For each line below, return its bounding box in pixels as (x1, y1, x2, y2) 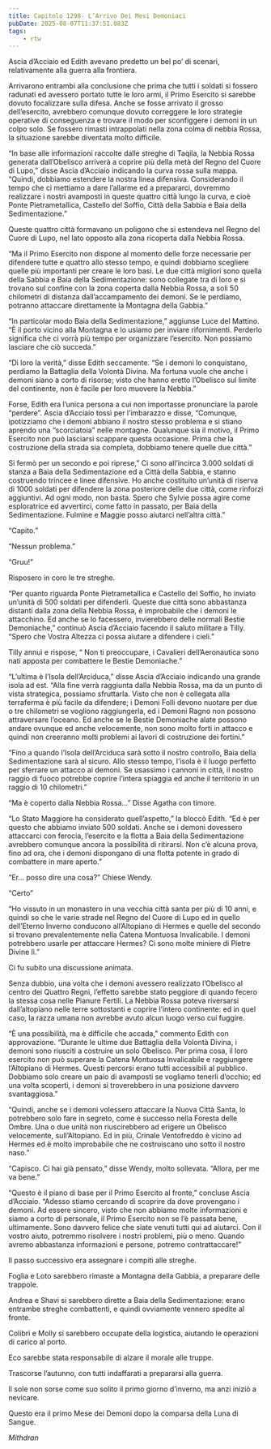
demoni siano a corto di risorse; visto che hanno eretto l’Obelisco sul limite (8, 375, 256, 385)
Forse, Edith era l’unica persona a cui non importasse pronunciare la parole (8, 399, 259, 410)
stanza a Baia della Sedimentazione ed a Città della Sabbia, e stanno (8, 467, 236, 477)
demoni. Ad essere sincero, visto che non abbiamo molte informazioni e (8, 1206, 248, 1215)
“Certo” (8, 888, 34, 898)
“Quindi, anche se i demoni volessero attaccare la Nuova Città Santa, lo (8, 1105, 246, 1115)
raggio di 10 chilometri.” (8, 782, 87, 792)
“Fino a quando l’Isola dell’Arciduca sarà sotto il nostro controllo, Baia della (8, 748, 256, 758)
